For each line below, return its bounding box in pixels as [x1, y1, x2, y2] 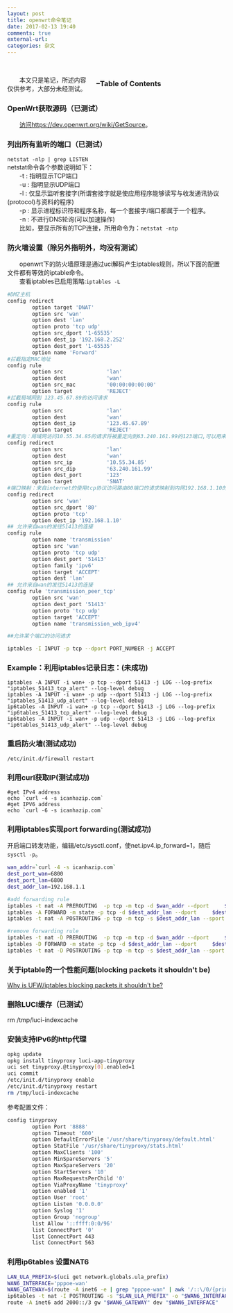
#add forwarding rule [7, 896, 70, 903]
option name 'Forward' [32, 349, 98, 356]
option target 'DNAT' [32, 303, 95, 311]
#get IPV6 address [7, 801, 60, 808]
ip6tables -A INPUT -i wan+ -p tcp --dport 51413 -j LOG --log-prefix [7, 703, 216, 710]
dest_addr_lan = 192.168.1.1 [7, 883, 85, 890]
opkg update [7, 1051, 42, 1057]
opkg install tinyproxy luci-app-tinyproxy [7, 1057, 135, 1064]
